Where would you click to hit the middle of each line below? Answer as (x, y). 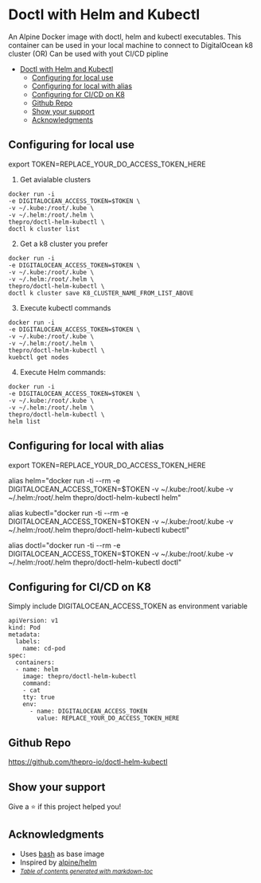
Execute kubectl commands (65, 307)
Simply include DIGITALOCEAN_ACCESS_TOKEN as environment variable (128, 606)
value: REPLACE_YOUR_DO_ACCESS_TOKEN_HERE (108, 718)
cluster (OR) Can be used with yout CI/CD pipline (88, 53)
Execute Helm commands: (62, 372)
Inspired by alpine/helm (58, 862)
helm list (25, 421)
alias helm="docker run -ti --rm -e (64, 480)
